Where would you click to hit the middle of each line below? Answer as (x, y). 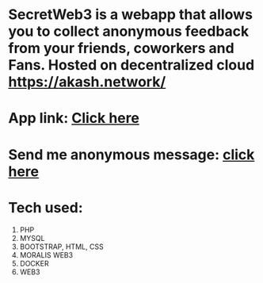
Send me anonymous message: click (131, 154)
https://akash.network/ (87, 82)
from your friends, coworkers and (122, 48)
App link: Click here (74, 119)
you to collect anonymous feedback (129, 31)
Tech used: (46, 207)
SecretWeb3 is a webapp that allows (131, 15)
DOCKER (34, 263)
